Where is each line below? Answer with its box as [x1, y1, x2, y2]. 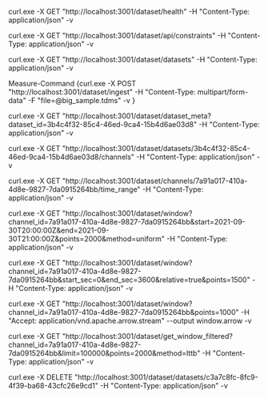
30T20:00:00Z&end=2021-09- [8, 225, 110, 235]
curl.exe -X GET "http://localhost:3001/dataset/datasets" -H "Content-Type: [8, 55, 258, 64]
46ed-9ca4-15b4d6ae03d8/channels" [8, 152, 134, 161]
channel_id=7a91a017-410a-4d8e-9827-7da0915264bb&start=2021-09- [8, 217, 246, 226]
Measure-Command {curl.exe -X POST [8, 79, 137, 88]
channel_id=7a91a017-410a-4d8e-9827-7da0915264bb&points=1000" [8, 308, 240, 316]
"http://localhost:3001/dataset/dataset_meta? [62, 111, 212, 121]
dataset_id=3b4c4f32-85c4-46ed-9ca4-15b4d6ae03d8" [8, 120, 198, 129]
